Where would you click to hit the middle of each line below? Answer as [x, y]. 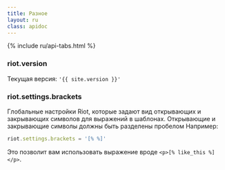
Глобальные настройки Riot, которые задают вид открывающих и [104, 111]
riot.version [27, 64]
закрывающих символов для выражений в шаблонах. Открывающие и [111, 118]
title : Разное [28, 13]
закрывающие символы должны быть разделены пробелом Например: [113, 126]
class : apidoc [28, 26]
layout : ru [23, 20]
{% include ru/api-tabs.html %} [51, 46]
